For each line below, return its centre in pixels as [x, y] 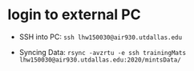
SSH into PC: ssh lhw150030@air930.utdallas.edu [100, 37]
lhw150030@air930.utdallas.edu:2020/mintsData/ [100, 60]
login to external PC [74, 15]
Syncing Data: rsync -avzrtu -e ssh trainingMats [102, 52]
